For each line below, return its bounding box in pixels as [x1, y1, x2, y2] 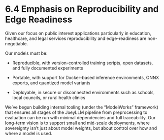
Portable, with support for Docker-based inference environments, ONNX [12, 74, 159, 80]
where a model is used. [5, 130, 53, 136]
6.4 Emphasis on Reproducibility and [5, 3, 159, 15]
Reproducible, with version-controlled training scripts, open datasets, [12, 60, 153, 66]
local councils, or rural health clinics [12, 95, 86, 101]
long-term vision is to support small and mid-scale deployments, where [5, 120, 150, 126]
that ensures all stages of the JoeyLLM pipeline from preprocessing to [5, 109, 148, 115]
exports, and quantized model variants [12, 80, 91, 86]
